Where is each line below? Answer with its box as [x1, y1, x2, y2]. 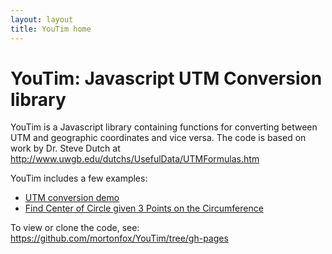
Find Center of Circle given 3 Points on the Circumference [24, 202, 264, 215]
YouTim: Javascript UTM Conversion [10, 67, 323, 90]
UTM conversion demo [24, 192, 120, 204]
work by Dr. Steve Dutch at [10, 142, 121, 155]
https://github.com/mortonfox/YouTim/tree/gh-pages [10, 232, 229, 245]
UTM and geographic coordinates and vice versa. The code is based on [10, 132, 307, 144]
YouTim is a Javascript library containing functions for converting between [10, 121, 318, 133]
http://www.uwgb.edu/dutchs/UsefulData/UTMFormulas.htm [10, 153, 260, 165]
